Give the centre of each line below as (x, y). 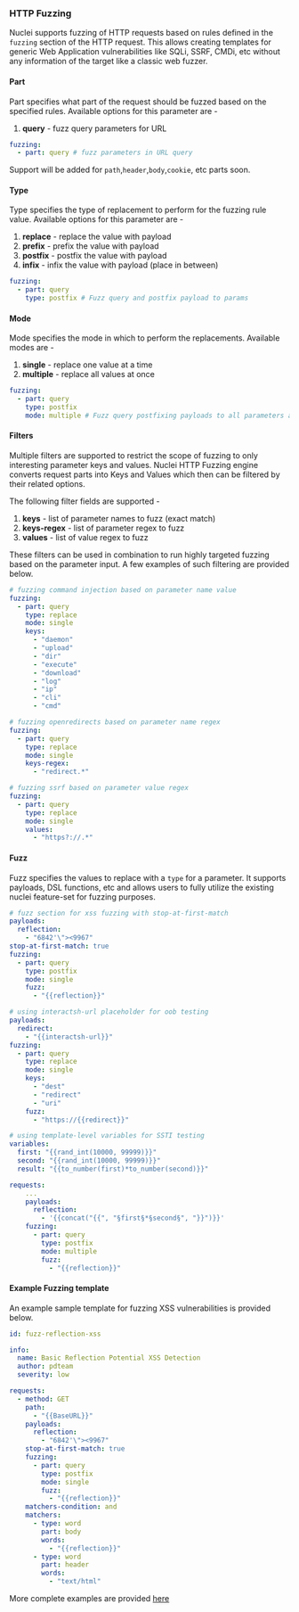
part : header (65, 1565)
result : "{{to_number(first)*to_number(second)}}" (113, 1169)
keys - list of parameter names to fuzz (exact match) (119, 518)
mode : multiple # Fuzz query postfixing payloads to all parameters (155, 415)
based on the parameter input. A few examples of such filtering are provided (149, 563)
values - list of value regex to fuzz (85, 537)
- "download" (57, 673)
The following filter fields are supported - (85, 501)
